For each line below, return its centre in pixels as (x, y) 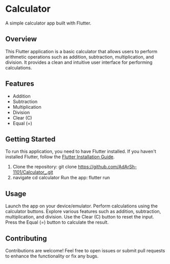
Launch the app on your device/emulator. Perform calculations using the (81, 206)
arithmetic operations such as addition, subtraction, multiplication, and (80, 57)
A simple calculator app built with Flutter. (48, 23)
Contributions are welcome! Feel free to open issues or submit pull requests (85, 250)
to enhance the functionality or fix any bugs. (52, 256)
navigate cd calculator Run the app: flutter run (61, 178)
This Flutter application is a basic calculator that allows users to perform (81, 51)
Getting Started (30, 139)
